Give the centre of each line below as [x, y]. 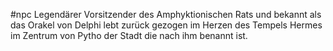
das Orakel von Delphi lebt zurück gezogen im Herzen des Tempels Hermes [166, 25]
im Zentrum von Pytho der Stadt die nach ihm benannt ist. [129, 35]
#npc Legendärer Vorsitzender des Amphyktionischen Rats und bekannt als [166, 14]
